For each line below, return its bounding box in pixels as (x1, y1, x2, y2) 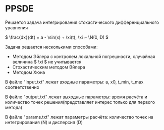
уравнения (5, 24, 28, 30)
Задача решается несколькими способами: (5, 44, 98, 50)
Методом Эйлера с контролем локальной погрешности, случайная (12, 53, 155, 60)
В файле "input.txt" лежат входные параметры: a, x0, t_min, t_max (5, 79, 144, 85)
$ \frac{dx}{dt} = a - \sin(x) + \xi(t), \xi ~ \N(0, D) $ (5, 34, 109, 40)
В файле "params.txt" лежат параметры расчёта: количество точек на (5, 114, 154, 120)
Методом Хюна (12, 69, 46, 75)
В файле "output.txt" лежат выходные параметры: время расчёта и (5, 94, 148, 100)
